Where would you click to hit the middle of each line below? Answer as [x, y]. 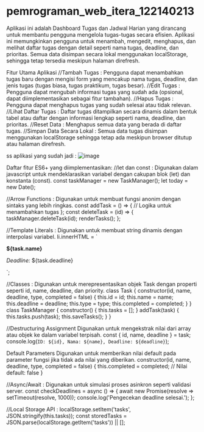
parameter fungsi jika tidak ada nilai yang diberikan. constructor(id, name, [99, 359]
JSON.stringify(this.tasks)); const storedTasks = [67, 416]
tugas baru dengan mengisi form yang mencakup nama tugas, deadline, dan [102, 79]
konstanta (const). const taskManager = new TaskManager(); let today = [97, 180]
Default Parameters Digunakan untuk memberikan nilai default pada [91, 353]
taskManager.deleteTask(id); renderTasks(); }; [64, 218]
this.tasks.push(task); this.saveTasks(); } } [59, 317]
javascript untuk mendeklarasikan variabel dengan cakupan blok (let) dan [98, 174]
